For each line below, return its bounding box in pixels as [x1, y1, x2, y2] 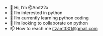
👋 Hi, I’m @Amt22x [9, 5, 49, 10]
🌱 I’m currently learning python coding [9, 15, 89, 20]
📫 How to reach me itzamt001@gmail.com [9, 26, 98, 31]
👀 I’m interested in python [9, 10, 63, 16]
